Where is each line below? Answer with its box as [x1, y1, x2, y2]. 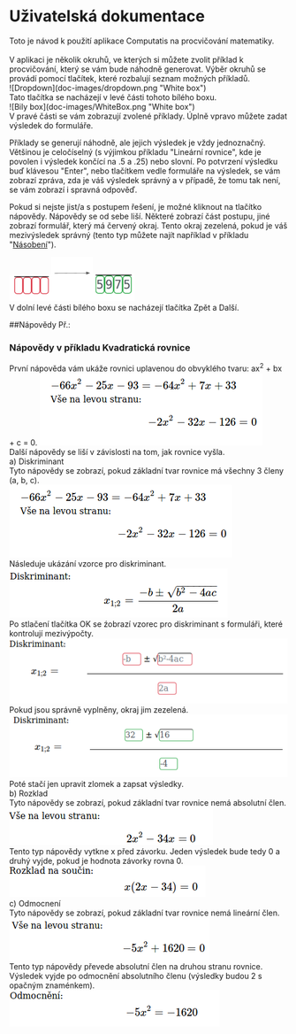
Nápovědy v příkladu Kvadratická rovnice [9, 341, 191, 353]
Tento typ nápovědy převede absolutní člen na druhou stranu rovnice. [9, 961, 263, 971]
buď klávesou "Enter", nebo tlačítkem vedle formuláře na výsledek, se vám [9, 166, 281, 176]
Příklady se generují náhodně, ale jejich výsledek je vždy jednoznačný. [9, 137, 266, 148]
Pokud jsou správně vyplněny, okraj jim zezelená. [9, 704, 189, 714]
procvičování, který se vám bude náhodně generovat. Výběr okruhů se [9, 64, 267, 74]
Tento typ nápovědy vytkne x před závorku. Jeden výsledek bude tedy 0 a [9, 845, 280, 856]
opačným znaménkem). [9, 980, 95, 991]
